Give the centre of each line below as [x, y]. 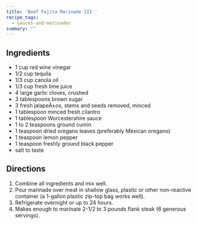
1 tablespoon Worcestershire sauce [58, 118]
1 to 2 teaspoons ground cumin [53, 125]
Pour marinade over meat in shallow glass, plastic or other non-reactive [103, 190]
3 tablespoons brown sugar [49, 99]
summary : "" [21, 28]
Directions [26, 169]
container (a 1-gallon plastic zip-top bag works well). [80, 196]
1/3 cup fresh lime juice [44, 86]
